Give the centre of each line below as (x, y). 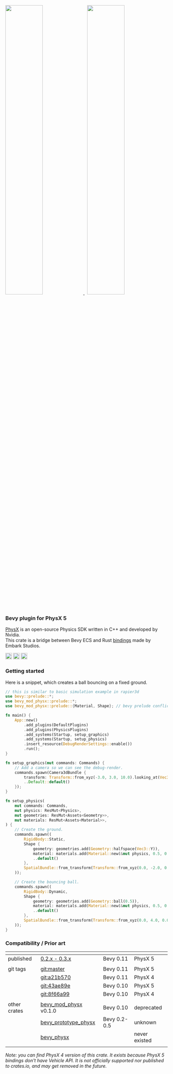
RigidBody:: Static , (45, 839)
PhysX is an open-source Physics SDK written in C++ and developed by (82, 629)
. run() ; (32, 749)
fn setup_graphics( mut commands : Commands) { (55, 763)
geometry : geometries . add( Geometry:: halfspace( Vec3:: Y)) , (96, 849)
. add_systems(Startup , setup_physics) (65, 739)
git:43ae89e (55, 986)
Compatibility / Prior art (36, 943)
